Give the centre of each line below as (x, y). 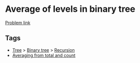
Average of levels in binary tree (70, 9)
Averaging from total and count (44, 55)
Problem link (18, 23)
